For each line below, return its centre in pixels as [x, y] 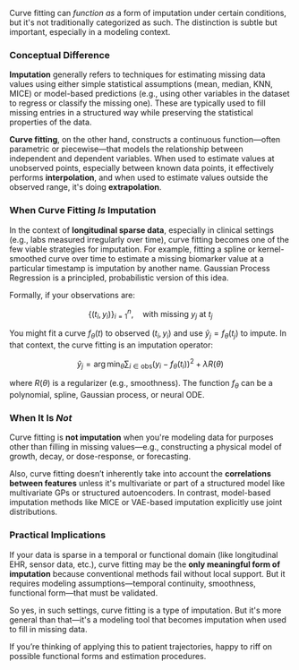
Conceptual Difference [60, 55]
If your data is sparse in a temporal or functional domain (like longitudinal [144, 554]
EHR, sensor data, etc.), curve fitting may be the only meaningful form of [145, 564]
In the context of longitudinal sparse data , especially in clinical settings [142, 230]
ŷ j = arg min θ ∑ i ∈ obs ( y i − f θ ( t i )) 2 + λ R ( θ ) [150, 364]
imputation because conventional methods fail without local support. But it [147, 573]
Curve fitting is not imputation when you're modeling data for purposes [141, 437]
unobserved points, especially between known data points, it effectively [142, 168]
